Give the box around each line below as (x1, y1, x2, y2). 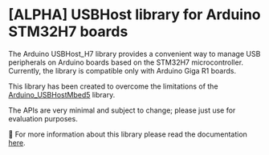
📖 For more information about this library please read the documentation (8, 129, 247, 139)
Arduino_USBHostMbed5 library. (8, 89, 116, 99)
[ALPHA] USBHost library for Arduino (8, 6, 261, 24)
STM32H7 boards (8, 22, 128, 41)
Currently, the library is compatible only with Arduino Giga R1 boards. (8, 66, 237, 75)
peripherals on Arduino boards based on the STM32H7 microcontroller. (8, 58, 243, 67)
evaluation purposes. (8, 113, 78, 123)
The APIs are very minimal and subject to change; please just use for (8, 105, 236, 115)
